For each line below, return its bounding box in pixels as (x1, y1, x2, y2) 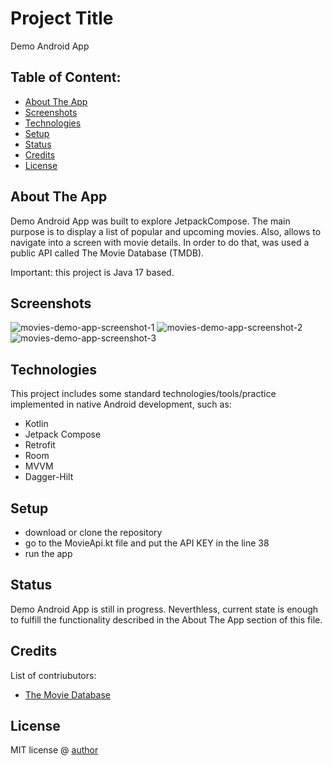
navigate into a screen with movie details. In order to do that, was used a (10, 236, 310, 248)
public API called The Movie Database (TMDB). (10, 247, 205, 259)
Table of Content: (10, 69, 122, 86)
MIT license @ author (10, 744, 99, 756)
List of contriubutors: (10, 669, 97, 681)
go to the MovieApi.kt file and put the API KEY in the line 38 (24, 537, 270, 549)
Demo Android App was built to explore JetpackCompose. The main (10, 215, 291, 227)
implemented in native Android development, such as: (10, 398, 232, 411)
